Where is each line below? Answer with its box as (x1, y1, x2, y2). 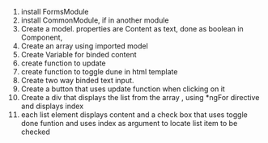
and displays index (20, 101, 84, 111)
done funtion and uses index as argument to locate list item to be (20, 119, 238, 128)
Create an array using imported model (20, 41, 148, 51)
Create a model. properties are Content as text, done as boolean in (20, 24, 244, 33)
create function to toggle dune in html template (20, 67, 178, 76)
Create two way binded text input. (20, 76, 134, 85)
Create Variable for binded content (20, 50, 137, 59)
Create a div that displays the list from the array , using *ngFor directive (20, 93, 260, 102)
